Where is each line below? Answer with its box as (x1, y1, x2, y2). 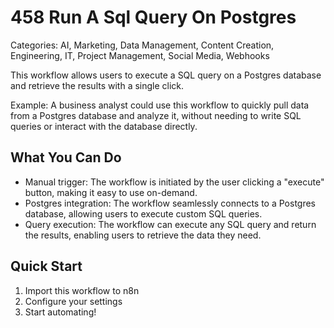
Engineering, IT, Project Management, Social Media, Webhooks (10, 49, 270, 61)
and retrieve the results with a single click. (10, 79, 185, 91)
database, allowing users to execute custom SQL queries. (24, 207, 263, 220)
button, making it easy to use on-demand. (24, 186, 198, 198)
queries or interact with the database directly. (10, 120, 198, 132)
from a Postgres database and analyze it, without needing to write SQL (10, 109, 302, 121)
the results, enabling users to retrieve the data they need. (24, 229, 262, 241)
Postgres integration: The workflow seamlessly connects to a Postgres (24, 197, 317, 209)
